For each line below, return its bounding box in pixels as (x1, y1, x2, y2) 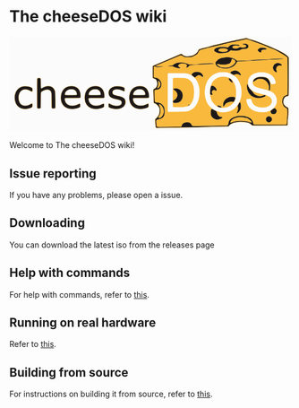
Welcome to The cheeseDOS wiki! (9, 140, 135, 151)
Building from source (9, 365, 129, 380)
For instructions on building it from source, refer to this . (9, 388, 213, 400)
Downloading (9, 215, 85, 230)
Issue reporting (9, 166, 97, 181)
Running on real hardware (9, 315, 157, 330)
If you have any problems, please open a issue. (9, 189, 184, 200)
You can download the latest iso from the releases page (9, 239, 215, 250)
